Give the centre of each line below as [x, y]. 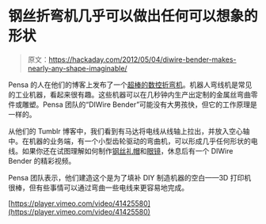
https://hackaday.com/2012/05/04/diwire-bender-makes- [142, 59]
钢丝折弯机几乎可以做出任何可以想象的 [133, 16]
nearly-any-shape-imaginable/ [78, 68]
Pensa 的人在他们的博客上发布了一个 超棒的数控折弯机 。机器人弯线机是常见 [130, 85]
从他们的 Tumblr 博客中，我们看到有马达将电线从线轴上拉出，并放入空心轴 [129, 131]
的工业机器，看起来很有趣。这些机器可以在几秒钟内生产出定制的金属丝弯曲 [129, 94]
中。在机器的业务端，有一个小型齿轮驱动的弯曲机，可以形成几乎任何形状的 [129, 141]
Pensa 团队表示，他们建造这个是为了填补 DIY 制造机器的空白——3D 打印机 [130, 177]
